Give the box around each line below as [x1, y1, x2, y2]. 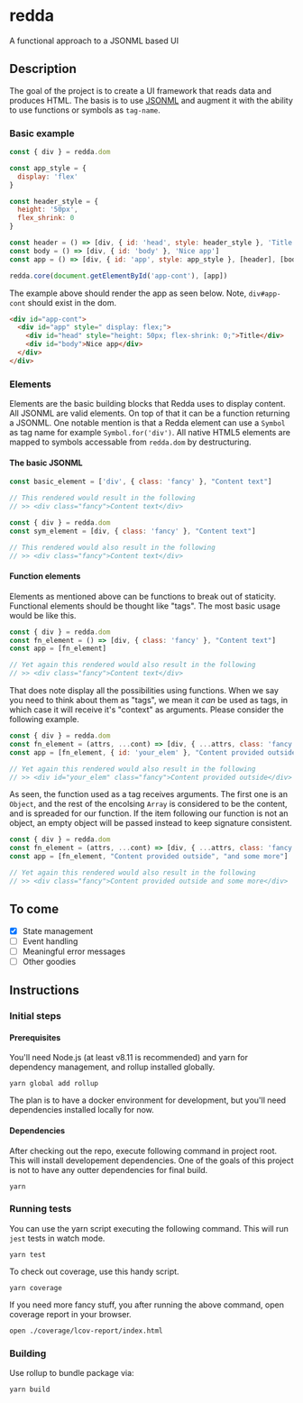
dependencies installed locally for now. [9, 1105, 155, 1115]
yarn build [9, 1385, 50, 1394]
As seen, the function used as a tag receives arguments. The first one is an [9, 789, 289, 800]
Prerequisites [9, 1032, 61, 1042]
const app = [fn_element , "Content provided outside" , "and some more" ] [9, 852, 289, 861]
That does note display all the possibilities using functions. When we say [9, 685, 280, 695]
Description [9, 61, 77, 77]
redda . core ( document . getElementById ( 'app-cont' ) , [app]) [9, 271, 228, 280]
